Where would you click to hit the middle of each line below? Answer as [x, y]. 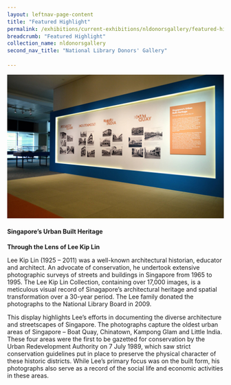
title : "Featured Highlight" [49, 22]
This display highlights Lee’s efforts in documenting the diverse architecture [114, 317]
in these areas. [28, 375]
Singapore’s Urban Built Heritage [55, 232]
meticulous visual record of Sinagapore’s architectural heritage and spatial [112, 289]
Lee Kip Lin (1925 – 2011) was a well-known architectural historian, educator [114, 260]
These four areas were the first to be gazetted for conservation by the [106, 339]
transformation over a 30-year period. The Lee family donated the [100, 296]
